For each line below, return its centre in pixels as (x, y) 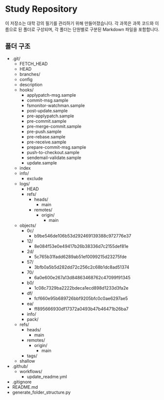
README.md (25, 387)
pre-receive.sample (47, 142)
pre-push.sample (44, 132)
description (31, 84)
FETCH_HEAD (34, 64)
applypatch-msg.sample (51, 95)
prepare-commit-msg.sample (57, 147)
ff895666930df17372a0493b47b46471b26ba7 (81, 309)
